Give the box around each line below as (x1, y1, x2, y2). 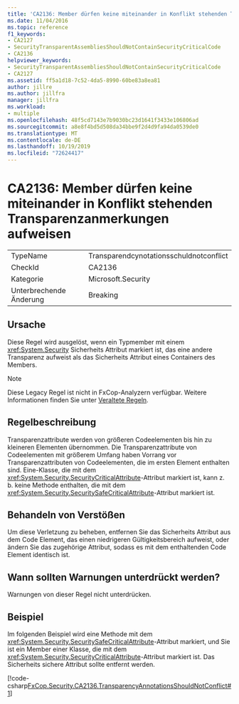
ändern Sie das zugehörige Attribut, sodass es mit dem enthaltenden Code (7, 543, 226, 551)
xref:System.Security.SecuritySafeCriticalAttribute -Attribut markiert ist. (7, 488, 216, 496)
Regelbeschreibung (7, 417, 97, 429)
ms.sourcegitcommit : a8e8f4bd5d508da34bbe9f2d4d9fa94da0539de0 (7, 123, 199, 131)
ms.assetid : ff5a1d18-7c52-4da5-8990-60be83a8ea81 (7, 76, 161, 84)
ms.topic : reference (7, 24, 69, 31)
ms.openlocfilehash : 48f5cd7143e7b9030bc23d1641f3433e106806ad (7, 116, 199, 123)
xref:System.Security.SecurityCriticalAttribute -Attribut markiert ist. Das (7, 653, 215, 660)
